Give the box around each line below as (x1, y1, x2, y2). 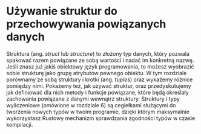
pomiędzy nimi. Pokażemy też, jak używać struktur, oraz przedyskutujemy (6, 82, 191, 89)
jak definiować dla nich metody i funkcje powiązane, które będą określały (6, 89, 189, 96)
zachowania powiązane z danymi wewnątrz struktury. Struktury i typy (6, 95, 180, 102)
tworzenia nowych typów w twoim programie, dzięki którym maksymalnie (6, 108, 189, 115)
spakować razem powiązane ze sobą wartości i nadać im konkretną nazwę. (6, 56, 194, 64)
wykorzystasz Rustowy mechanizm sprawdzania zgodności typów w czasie (6, 114, 196, 122)
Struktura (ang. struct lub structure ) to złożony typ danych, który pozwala (6, 50, 189, 57)
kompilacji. (6, 121, 33, 128)
